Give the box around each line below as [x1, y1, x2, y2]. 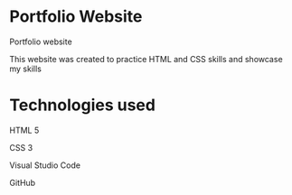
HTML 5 [9, 125, 40, 135]
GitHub [9, 177, 36, 188]
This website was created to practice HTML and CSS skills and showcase [9, 53, 283, 64]
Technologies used [9, 95, 156, 116]
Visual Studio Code [9, 160, 81, 171]
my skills [9, 63, 42, 74]
